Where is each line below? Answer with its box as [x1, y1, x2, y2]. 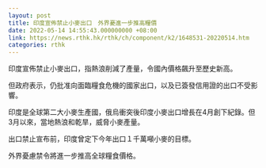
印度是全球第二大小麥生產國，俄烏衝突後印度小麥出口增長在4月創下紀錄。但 [8, 108, 256, 117]
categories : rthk [8, 41, 66, 49]
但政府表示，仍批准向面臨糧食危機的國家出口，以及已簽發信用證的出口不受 [8, 81, 251, 90]
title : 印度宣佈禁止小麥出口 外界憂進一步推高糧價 [8, 19, 157, 27]
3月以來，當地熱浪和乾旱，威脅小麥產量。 [8, 117, 145, 127]
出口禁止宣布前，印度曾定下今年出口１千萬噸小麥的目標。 [8, 134, 196, 143]
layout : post [8, 11, 51, 20]
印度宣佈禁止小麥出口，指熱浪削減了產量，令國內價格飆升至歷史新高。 [8, 64, 237, 74]
